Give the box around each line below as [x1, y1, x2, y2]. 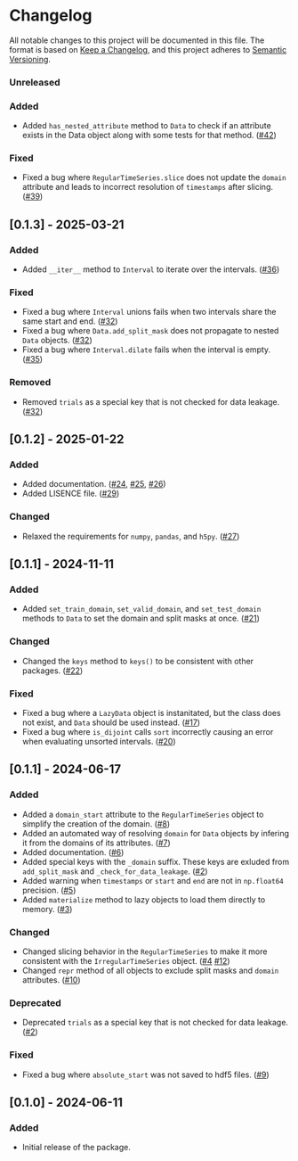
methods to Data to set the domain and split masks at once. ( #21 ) [21, 613, 261, 624]
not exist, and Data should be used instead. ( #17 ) [21, 717, 201, 728]
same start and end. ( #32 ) [21, 316, 118, 326]
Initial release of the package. [21, 1142, 131, 1153]
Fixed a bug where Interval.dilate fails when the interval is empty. [21, 344, 271, 355]
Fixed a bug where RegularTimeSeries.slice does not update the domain [21, 172, 286, 183]
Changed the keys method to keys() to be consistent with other [21, 655, 254, 666]
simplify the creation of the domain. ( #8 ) [21, 818, 171, 829]
